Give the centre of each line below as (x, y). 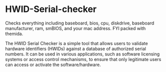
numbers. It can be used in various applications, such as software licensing (83, 54)
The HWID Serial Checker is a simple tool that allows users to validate (77, 43)
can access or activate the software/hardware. (53, 64)
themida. (14, 33)
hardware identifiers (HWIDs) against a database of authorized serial (76, 48)
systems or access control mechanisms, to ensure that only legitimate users (83, 59)
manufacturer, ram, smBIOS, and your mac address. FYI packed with (76, 28)
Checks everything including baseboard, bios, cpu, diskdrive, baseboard (80, 23)
